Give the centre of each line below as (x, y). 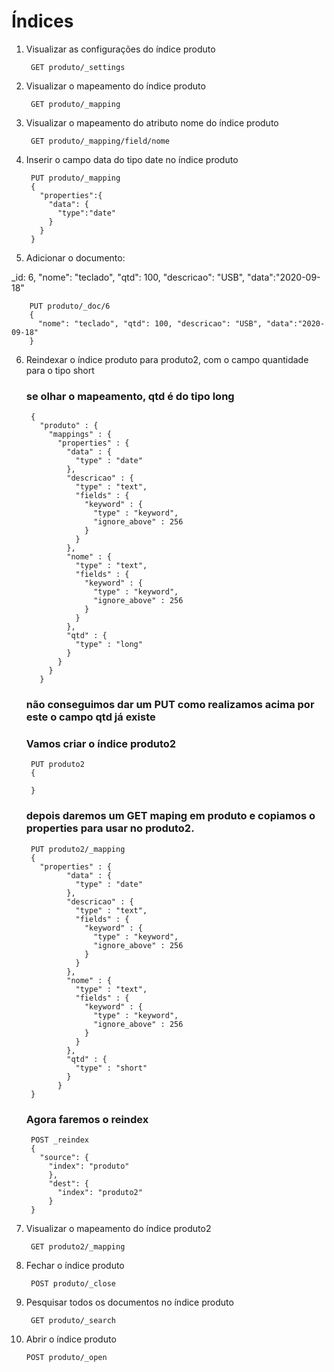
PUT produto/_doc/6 (70, 306)
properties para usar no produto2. (110, 828)
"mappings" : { (80, 435)
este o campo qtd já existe (90, 717)
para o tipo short (60, 370)
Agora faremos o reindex (87, 1119)
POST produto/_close (73, 1284)
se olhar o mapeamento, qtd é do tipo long (130, 396)
